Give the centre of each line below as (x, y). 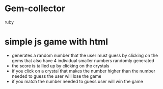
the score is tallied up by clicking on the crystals (60, 66)
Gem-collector (35, 9)
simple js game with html (56, 42)
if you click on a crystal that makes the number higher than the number (83, 71)
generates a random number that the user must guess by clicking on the (85, 55)
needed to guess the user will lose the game (56, 76)
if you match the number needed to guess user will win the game (77, 81)
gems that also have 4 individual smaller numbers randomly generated (83, 60)
